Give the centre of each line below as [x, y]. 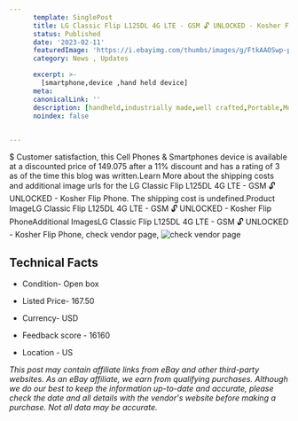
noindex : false [61, 116]
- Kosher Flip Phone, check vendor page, [84, 235]
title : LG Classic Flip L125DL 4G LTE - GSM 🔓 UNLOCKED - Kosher [157, 26]
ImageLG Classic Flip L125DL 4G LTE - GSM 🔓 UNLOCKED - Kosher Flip [141, 208]
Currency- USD [50, 318]
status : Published [67, 34]
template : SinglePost [73, 17]
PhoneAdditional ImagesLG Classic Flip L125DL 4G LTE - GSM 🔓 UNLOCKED [149, 222]
